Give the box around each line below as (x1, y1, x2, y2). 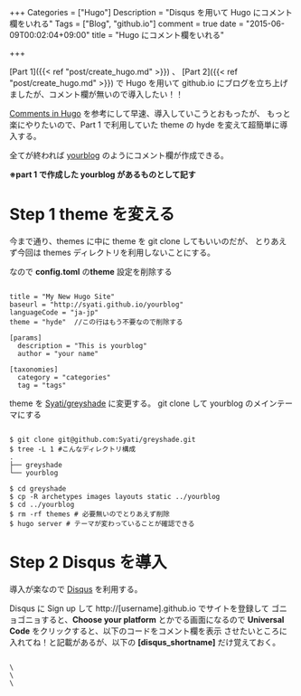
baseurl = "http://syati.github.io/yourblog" (9, 300, 183, 309)
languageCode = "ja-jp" (9, 307, 99, 317)
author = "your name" (17, 349, 99, 358)
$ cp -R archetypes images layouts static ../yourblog (9, 492, 221, 501)
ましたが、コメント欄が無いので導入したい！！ (9, 89, 183, 99)
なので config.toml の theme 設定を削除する (9, 266, 173, 277)
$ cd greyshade (9, 484, 67, 494)
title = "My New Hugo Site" (9, 292, 116, 301)
